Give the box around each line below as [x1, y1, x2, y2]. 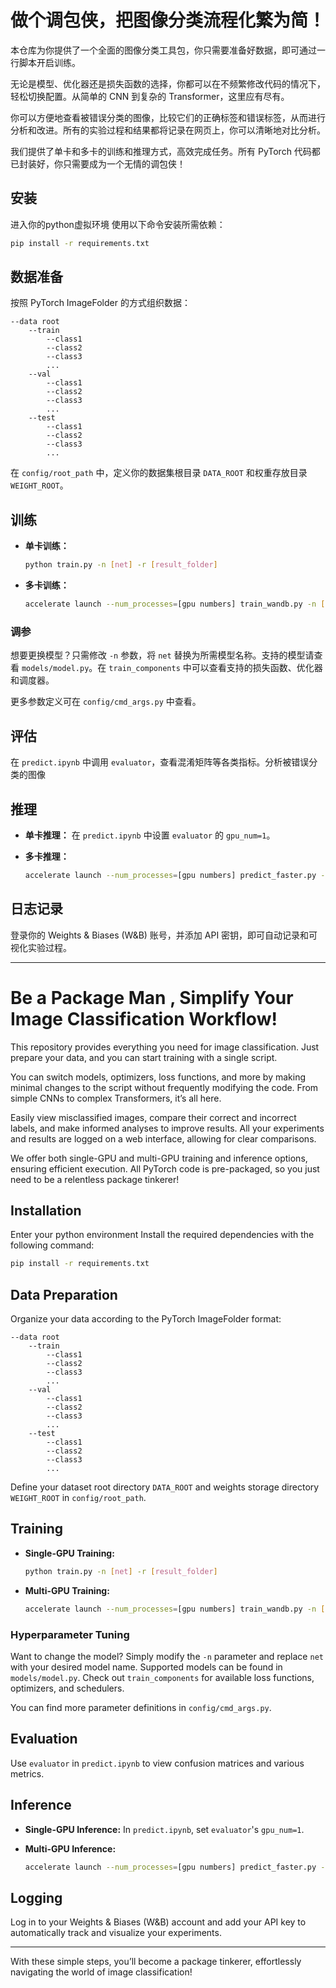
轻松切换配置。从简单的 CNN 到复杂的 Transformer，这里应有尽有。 [10, 90, 290, 102]
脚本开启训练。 [18, 56, 81, 68]
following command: [10, 1239, 95, 1251]
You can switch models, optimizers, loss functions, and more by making [10, 1071, 307, 1083]
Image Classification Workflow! [10, 1007, 278, 1030]
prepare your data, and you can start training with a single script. [10, 1051, 278, 1063]
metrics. [10, 1767, 45, 1780]
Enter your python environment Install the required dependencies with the [10, 1229, 315, 1241]
